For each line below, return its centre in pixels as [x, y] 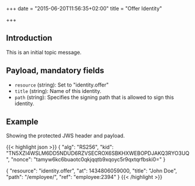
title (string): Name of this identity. [58, 91]
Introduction [29, 38]
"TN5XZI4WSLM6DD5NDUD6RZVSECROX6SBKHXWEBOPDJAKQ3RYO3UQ [98, 153]
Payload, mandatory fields [55, 70]
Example [22, 122]
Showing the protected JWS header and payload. [66, 136]
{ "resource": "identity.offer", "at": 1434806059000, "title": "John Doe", [92, 171]
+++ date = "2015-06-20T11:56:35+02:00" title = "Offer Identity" [84, 8]
